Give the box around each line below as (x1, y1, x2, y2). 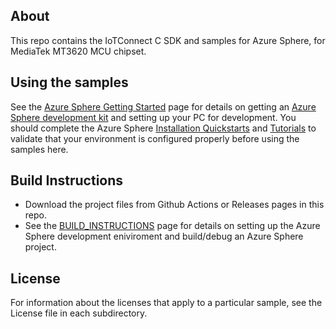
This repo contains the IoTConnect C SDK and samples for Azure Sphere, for (10, 34, 326, 46)
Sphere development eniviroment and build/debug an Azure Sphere (24, 230, 304, 243)
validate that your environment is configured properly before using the (10, 132, 300, 144)
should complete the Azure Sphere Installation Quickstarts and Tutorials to (10, 122, 317, 134)
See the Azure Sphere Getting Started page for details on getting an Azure (10, 100, 317, 113)
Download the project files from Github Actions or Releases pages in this (24, 199, 325, 211)
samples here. (10, 143, 69, 155)
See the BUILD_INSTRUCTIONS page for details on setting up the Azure (24, 220, 321, 232)
